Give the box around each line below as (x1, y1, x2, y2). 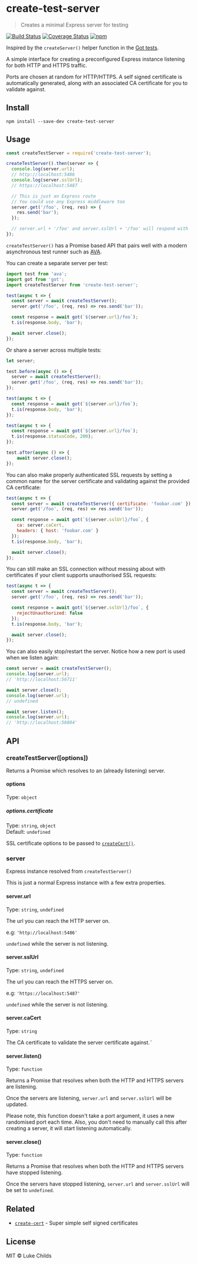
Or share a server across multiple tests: (6, 346, 102, 354)
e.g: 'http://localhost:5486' (6, 929, 78, 936)
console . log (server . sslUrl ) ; (11, 177, 83, 183)
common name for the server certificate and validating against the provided (6, 477, 190, 484)
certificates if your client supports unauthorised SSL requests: (6, 572, 157, 579)
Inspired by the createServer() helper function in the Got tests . (6, 44, 159, 51)
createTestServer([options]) (6, 754, 88, 762)
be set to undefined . (6, 1187, 55, 1194)
